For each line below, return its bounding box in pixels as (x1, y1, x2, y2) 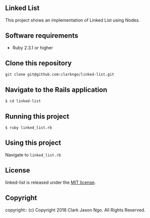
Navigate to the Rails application (5, 85, 108, 94)
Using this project (5, 139, 61, 147)
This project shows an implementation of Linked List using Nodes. (5, 17, 140, 23)
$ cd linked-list (5, 99, 41, 104)
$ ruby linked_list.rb (5, 125, 52, 130)
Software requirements (5, 32, 78, 40)
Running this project (5, 112, 70, 120)
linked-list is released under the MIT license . (5, 179, 96, 185)
